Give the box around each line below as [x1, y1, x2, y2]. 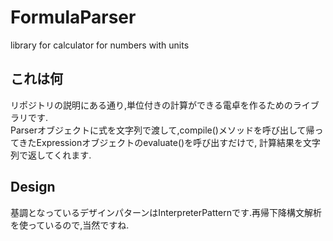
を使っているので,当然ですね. [10, 219, 130, 231]
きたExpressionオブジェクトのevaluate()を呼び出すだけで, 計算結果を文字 [18, 136, 322, 148]
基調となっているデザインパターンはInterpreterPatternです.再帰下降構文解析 [10, 206, 322, 218]
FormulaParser [10, 6, 137, 29]
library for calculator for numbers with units [10, 39, 190, 51]
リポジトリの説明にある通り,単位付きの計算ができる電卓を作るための [10, 99, 293, 111]
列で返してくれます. [10, 149, 92, 161]
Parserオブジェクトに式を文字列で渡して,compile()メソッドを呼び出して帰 [10, 124, 315, 136]
